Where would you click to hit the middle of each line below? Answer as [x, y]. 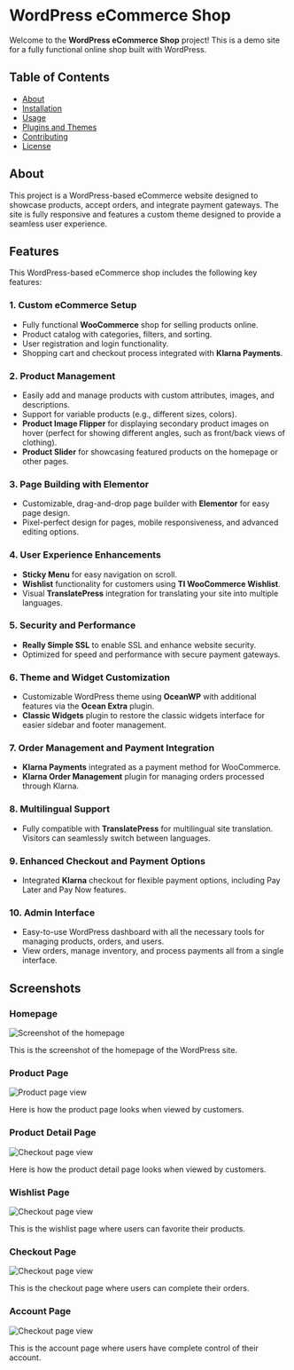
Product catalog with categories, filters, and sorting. [117, 334]
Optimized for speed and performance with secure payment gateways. [151, 654]
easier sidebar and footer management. [94, 725]
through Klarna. [50, 786]
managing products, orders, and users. [93, 941]
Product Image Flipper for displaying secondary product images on [145, 424]
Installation [42, 108]
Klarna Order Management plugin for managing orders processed [143, 777]
